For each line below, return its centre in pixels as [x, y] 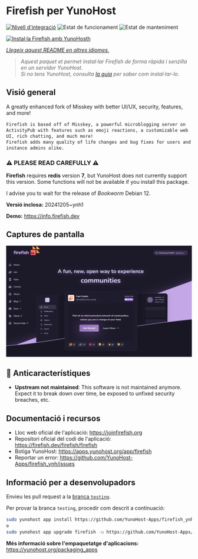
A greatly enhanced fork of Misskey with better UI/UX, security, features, [95, 107]
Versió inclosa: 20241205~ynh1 [45, 205]
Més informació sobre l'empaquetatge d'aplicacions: [72, 543]
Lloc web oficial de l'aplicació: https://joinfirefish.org [78, 433]
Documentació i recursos [53, 419]
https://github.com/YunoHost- [96, 458]
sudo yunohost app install [39, 520]
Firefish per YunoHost [61, 11]
